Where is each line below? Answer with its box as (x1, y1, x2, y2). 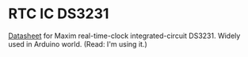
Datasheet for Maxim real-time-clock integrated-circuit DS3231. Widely (8, 31, 241, 40)
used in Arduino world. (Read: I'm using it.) (8, 39, 148, 48)
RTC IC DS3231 (8, 5, 109, 23)
